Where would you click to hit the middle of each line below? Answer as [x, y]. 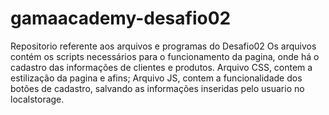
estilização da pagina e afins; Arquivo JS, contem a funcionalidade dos [156, 78]
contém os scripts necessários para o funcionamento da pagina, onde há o [165, 56]
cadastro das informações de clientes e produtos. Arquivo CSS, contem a [161, 67]
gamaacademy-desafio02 [121, 18]
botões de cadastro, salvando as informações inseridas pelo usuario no [157, 88]
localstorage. [37, 99]
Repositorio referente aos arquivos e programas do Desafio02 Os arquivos [163, 46]
